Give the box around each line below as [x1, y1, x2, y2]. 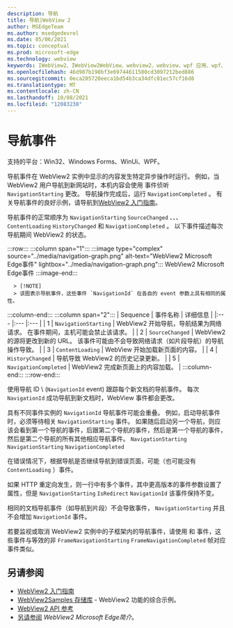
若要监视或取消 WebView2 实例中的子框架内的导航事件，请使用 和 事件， [7, 527, 216, 535]
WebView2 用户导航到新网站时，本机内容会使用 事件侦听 [7, 180, 169, 189]
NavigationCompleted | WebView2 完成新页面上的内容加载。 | [7, 363, 182, 371]
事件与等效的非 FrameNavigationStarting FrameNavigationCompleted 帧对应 [13, 535, 226, 544]
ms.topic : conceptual [7, 42, 70, 49]
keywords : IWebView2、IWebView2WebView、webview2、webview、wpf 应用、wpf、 [7, 62, 227, 69]
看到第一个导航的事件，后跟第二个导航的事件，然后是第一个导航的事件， [19, 425, 227, 434]
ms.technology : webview [7, 56, 77, 63]
